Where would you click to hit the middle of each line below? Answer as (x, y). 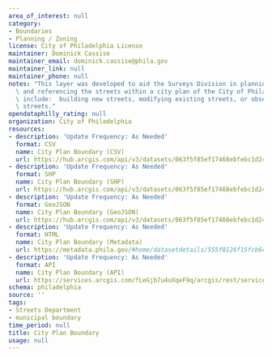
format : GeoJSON (43, 204)
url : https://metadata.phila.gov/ (74, 250)
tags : (17, 303)
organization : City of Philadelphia (70, 122)
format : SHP (36, 174)
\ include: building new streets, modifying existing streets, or (132, 99)
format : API (36, 265)
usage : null (28, 340)
